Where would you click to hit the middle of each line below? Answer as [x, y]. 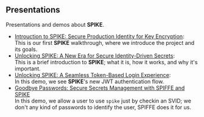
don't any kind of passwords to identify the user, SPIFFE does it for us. [103, 107]
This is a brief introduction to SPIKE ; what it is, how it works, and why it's [106, 62]
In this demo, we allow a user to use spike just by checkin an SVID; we [103, 101]
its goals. [26, 49]
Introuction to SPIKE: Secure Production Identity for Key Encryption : [99, 36]
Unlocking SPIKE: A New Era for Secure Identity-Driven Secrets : [94, 55]
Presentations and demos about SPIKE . [55, 24]
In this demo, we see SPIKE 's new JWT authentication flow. [89, 81]
